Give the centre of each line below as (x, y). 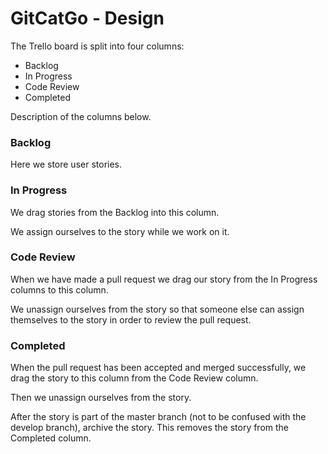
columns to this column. (59, 289)
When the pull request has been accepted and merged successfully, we (158, 368)
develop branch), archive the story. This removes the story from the (150, 428)
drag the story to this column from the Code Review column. (134, 378)
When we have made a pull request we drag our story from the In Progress (164, 279)
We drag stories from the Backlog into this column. (115, 212)
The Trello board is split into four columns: (97, 46)
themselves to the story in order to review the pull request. (131, 319)
